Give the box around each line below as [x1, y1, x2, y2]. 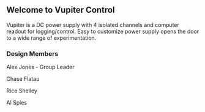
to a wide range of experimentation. [6, 34, 97, 42]
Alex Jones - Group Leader [6, 64, 75, 71]
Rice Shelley [6, 87, 38, 94]
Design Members [6, 49, 59, 58]
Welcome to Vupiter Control [6, 5, 115, 15]
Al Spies [6, 99, 28, 106]
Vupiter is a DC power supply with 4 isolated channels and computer [6, 21, 179, 28]
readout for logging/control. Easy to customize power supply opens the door [6, 28, 199, 35]
